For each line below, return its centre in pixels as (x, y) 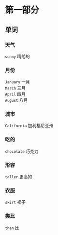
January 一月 (18, 82)
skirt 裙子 (15, 202)
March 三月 (15, 88)
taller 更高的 (19, 177)
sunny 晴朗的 (17, 56)
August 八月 (16, 100)
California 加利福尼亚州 (29, 126)
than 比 (12, 228)
